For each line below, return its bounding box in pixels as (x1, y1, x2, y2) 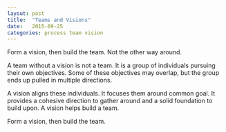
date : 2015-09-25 (7, 23, 64, 30)
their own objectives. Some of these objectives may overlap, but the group (7, 69, 220, 77)
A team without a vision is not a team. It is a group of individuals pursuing (7, 61, 216, 69)
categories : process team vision (7, 29, 104, 36)
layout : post (7, 10, 45, 17)
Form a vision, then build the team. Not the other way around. (7, 48, 182, 56)
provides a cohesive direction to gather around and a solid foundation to (7, 97, 213, 105)
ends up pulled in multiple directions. (7, 76, 113, 85)
